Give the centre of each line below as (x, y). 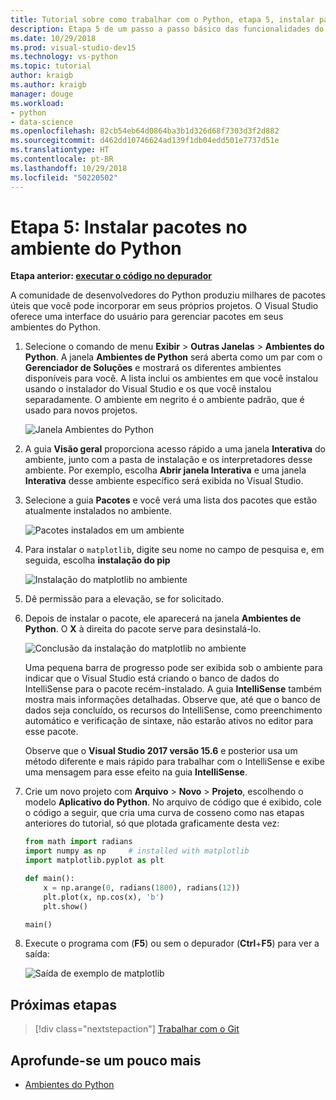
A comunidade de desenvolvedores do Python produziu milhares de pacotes (168, 295)
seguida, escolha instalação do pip (97, 560)
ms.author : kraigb (48, 85)
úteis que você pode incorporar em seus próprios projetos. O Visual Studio (164, 306)
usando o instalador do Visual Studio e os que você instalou (148, 389)
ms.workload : (37, 103)
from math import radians (78, 842)
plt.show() (66, 906)
